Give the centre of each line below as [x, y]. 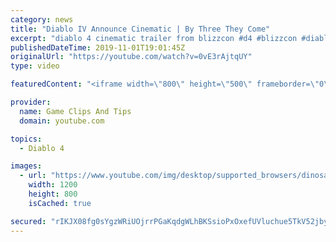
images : [26, 166]
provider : [31, 102]
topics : [26, 139]
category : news [42, 19]
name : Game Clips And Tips [75, 111]
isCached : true [60, 203]
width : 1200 [53, 185]
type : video [35, 66]
